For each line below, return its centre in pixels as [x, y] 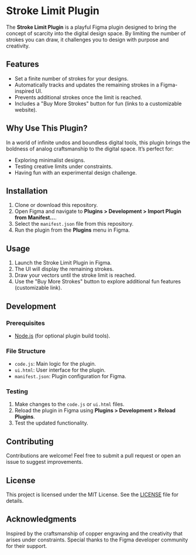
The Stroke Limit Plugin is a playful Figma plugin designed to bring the [91, 27]
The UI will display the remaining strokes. [64, 269]
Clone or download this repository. [56, 205]
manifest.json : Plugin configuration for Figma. [71, 376]
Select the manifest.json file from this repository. [74, 224]
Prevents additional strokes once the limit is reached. [78, 97]
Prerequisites [25, 323]
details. [15, 501]
